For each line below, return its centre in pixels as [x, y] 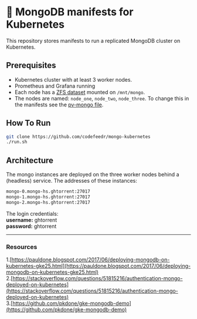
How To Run [28, 123]
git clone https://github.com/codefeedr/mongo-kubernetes [78, 137]
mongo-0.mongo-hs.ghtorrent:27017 [48, 192]
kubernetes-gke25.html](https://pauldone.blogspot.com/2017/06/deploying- [98, 266]
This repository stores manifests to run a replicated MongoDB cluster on [93, 41]
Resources [22, 247]
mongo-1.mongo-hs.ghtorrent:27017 [48, 197]
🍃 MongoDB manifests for [70, 12]
